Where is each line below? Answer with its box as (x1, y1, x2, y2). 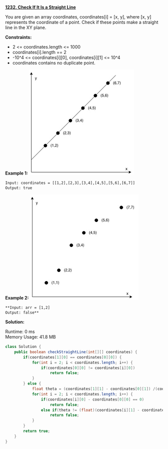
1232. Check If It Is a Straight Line (5, 4, 76, 10)
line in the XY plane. (5, 24, 46, 30)
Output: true (5, 185, 32, 190)
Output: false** (5, 310, 39, 315)
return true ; (23, 428, 50, 433)
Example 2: (5, 295, 29, 300)
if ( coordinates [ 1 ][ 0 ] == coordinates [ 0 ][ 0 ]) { (23, 354, 122, 359)
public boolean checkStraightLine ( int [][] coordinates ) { (14, 349, 137, 354)
